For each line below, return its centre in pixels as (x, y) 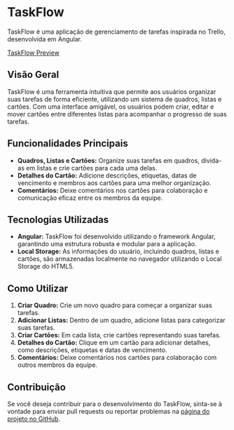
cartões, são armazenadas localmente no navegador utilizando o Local (119, 259)
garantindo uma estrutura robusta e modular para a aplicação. (107, 244)
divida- (211, 160)
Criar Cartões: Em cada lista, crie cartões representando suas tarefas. (119, 335)
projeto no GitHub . (34, 419)
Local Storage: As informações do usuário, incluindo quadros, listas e (118, 251)
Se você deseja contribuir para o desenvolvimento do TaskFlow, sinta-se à (115, 404)
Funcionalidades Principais (68, 143)
